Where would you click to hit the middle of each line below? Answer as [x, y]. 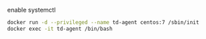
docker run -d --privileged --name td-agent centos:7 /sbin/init [103, 23]
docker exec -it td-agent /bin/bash [60, 29]
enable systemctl [31, 10]
